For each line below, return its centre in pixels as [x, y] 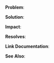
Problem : [15, 7]
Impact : [13, 27]
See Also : [15, 56]
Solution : [15, 17]
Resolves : [16, 37]
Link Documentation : [27, 46]
